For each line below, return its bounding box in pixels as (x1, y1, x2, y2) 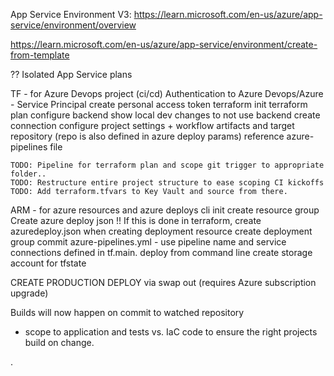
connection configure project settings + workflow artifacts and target (10, 120, 295, 131)
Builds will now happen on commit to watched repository (10, 307, 245, 318)
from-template (10, 49, 70, 61)
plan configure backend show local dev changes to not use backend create (10, 109, 321, 121)
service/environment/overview (10, 19, 137, 31)
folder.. (10, 169, 47, 179)
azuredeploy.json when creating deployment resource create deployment (10, 225, 313, 237)
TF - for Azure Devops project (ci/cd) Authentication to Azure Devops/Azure (10, 88, 324, 99)
